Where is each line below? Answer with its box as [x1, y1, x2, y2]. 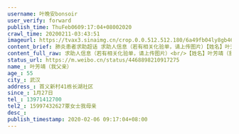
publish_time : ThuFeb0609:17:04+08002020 [7, 23, 132, 30]
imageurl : [7, 37, 37, 44]
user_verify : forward [7, 17, 72, 24]
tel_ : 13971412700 [7, 96, 62, 104]
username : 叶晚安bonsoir [7, 10, 78, 18]
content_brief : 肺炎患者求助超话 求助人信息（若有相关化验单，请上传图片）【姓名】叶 [7, 43, 231, 50]
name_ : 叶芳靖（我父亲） [7, 63, 73, 70]
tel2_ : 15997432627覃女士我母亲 [7, 103, 97, 110]
